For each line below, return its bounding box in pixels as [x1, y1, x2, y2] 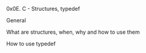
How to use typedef [6, 40, 56, 47]
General [6, 17, 26, 23]
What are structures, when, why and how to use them [6, 28, 141, 36]
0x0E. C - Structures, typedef [6, 5, 81, 12]
